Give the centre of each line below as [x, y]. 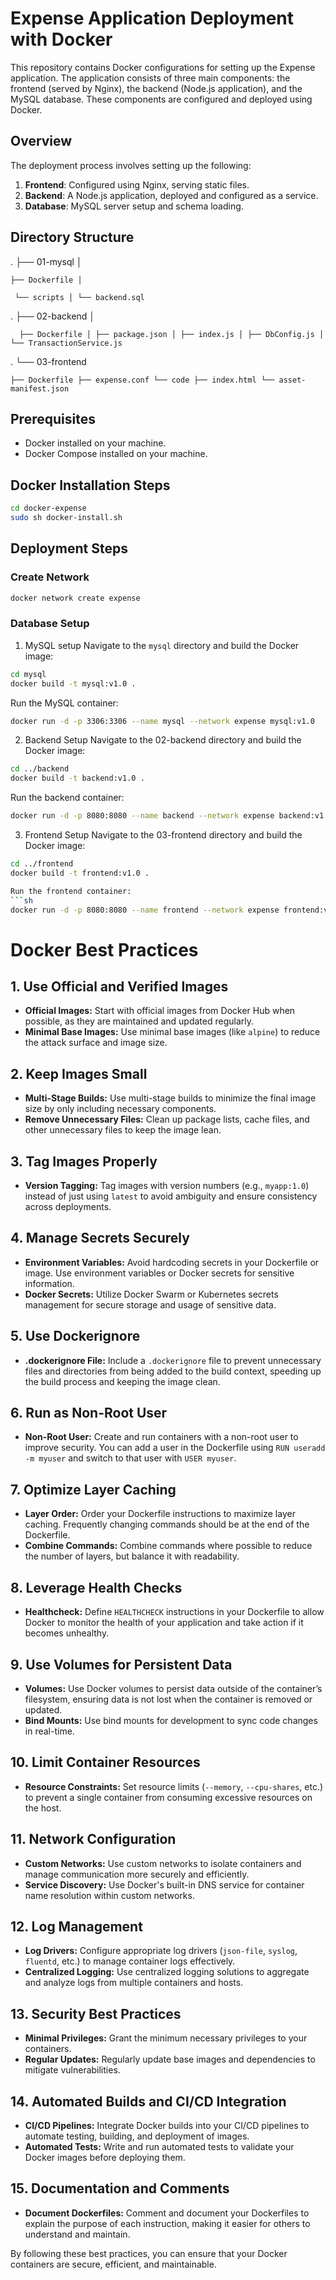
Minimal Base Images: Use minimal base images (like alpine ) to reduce [172, 1032]
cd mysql [28, 674]
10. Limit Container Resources [105, 1762]
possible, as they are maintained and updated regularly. [139, 1021]
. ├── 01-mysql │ [46, 261]
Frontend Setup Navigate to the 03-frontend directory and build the [163, 835]
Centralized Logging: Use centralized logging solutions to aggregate [167, 1972]
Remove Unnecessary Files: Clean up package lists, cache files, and [167, 1119]
